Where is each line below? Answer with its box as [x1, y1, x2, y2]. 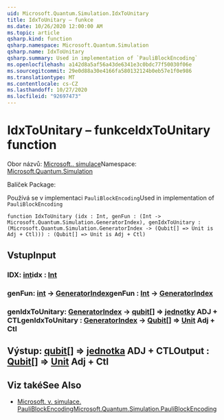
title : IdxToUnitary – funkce [7, 16, 94, 23]
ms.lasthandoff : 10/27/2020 [7, 86, 88, 93]
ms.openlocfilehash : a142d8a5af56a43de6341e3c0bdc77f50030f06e [7, 61, 192, 68]
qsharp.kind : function [7, 36, 72, 43]
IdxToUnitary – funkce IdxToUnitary [7, 123, 211, 138]
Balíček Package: [7, 180, 56, 189]
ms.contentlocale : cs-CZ [7, 80, 78, 87]
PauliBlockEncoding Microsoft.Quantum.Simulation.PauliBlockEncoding [16, 405, 217, 413]
